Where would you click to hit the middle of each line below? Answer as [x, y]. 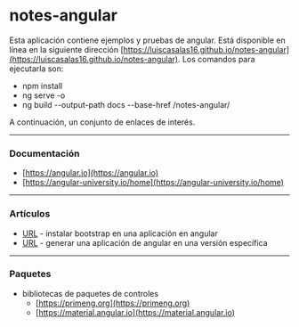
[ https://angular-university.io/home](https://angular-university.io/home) [153, 183]
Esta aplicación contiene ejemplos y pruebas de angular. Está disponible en [148, 40]
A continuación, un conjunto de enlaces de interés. [102, 122]
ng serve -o [44, 95]
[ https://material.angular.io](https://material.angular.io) [135, 312]
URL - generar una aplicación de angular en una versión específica [145, 242]
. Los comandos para [216, 59]
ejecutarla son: [36, 69]
